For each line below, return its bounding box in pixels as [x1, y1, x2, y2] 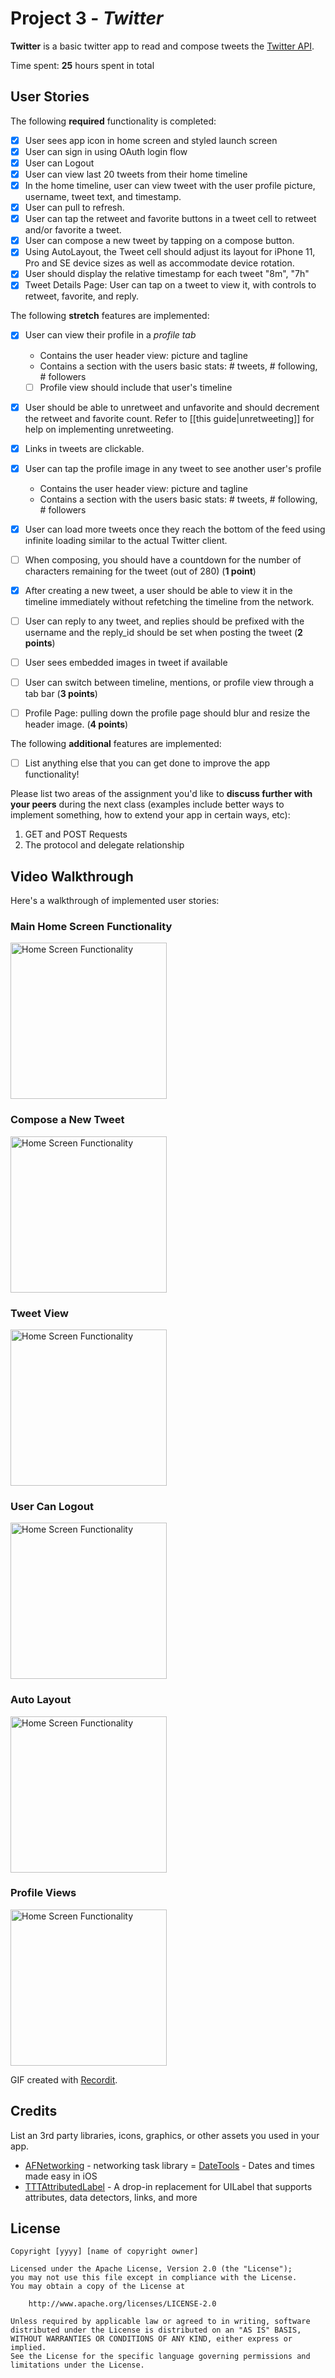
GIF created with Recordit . [10, 2073, 118, 2086]
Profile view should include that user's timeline [39, 381, 233, 393]
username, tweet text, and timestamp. [24, 191, 182, 203]
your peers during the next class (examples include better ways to [10, 798, 285, 811]
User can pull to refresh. [24, 202, 125, 214]
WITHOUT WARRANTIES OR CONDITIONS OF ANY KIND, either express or [10, 2334, 293, 2344]
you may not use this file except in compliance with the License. [10, 2273, 298, 2283]
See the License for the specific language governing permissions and [10, 2352, 311, 2362]
